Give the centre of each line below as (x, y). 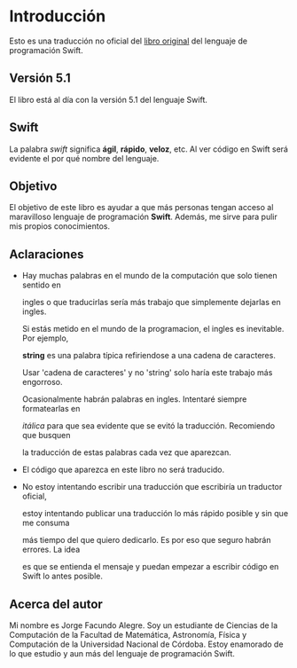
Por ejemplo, (45, 338)
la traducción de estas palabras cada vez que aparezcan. (127, 452)
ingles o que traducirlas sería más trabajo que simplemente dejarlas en (151, 303)
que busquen (46, 436)
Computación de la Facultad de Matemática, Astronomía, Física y (128, 635)
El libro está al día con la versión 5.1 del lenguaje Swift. (109, 99)
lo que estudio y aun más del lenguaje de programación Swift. (122, 653)
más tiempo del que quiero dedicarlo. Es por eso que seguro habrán (146, 540)
